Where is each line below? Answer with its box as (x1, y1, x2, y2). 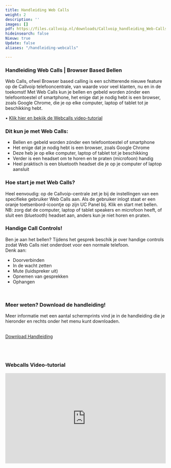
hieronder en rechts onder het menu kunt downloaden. (5, 318, 120, 325)
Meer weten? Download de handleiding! (5, 301, 106, 308)
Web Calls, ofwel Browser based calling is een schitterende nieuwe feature (5, 78, 162, 84)
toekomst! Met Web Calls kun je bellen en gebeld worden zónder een (5, 89, 150, 95)
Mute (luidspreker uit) (12, 268, 59, 274)
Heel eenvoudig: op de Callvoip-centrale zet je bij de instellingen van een (5, 190, 159, 196)
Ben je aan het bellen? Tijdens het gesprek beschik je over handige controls (5, 236, 164, 242)
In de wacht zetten (12, 262, 52, 269)
